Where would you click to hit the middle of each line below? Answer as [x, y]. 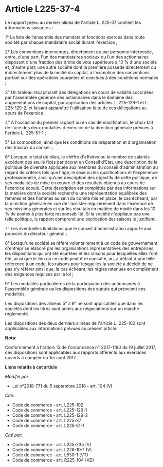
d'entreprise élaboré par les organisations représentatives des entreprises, [80, 248]
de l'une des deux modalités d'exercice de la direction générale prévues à [79, 127]
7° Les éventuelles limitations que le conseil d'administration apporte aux [78, 228]
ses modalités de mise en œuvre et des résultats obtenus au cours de [75, 183]
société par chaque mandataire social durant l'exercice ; [61, 42]
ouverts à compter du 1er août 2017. [41, 357]
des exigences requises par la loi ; [39, 274]
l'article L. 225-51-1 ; [26, 133]
